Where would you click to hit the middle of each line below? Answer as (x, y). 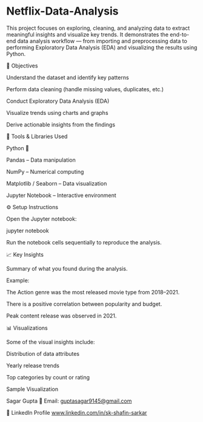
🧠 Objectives (22, 66)
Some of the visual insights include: (51, 342)
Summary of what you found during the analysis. (67, 268)
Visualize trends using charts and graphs (57, 112)
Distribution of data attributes (43, 353)
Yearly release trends (33, 365)
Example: (18, 280)
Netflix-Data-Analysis (62, 11)
